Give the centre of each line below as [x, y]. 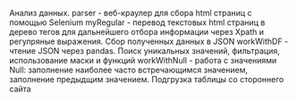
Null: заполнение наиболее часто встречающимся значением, [129, 70]
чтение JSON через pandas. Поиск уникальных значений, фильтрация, [144, 51]
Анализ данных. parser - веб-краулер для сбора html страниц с [131, 13]
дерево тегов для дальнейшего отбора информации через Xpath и [137, 32]
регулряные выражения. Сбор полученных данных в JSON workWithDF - [149, 41]
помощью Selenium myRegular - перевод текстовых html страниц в [137, 22]
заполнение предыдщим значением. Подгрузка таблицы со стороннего [147, 79]
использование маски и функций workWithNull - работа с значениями [143, 60]
